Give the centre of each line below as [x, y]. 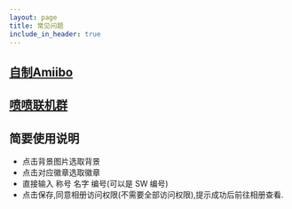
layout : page [33, 17]
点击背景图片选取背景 [61, 161]
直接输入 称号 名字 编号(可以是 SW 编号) [95, 183]
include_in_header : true [55, 34]
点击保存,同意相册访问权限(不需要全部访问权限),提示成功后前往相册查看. [153, 194]
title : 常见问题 [36, 26]
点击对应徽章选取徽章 [61, 172]
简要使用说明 [44, 138]
